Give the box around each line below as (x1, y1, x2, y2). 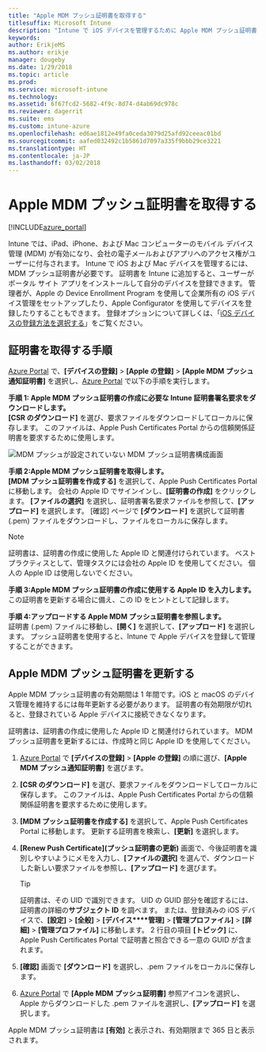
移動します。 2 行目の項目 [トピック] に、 (107, 925, 242, 935)
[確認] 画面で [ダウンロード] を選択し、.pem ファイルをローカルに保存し (19, 962, 256, 971)
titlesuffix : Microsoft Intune (8, 19, 112, 27)
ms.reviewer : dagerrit (8, 108, 83, 116)
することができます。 (8, 641, 78, 651)
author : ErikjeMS (8, 41, 66, 49)
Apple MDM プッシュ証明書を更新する (8, 667, 196, 681)
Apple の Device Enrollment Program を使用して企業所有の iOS (35, 289, 240, 298)
